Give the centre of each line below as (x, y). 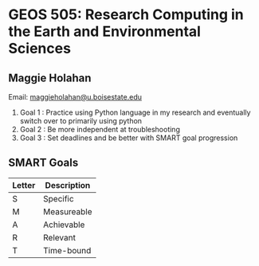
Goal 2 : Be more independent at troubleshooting (100, 129)
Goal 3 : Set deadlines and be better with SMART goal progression (129, 138)
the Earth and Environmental (105, 31)
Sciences (40, 49)
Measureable (68, 211)
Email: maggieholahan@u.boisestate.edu (75, 97)
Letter (24, 185)
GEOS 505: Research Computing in (126, 15)
